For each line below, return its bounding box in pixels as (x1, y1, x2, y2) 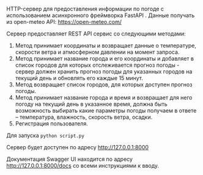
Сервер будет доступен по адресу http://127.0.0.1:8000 (6, 144, 149, 151)
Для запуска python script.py (6, 132, 84, 139)
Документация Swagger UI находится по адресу (6, 155, 133, 163)
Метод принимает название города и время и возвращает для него (15, 94, 193, 101)
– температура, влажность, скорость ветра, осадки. (15, 113, 153, 121)
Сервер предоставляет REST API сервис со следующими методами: (6, 30, 186, 37)
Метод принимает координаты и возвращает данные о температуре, (15, 42, 197, 49)
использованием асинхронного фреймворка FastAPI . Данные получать (6, 12, 195, 19)
